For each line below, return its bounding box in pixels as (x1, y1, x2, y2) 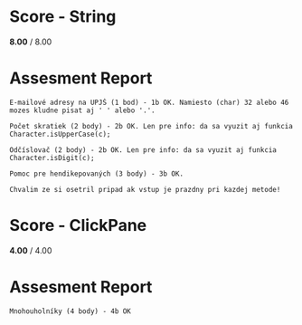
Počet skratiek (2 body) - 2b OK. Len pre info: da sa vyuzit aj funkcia (9, 121, 294, 130)
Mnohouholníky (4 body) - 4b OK (9, 306, 131, 316)
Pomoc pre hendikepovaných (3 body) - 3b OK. (9, 169, 184, 178)
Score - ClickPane (9, 215, 147, 236)
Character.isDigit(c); (9, 153, 95, 162)
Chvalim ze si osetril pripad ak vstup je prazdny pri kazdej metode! (9, 185, 281, 194)
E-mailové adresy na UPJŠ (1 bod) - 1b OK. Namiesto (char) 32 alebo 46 (9, 98, 289, 107)
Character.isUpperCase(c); (9, 129, 111, 139)
